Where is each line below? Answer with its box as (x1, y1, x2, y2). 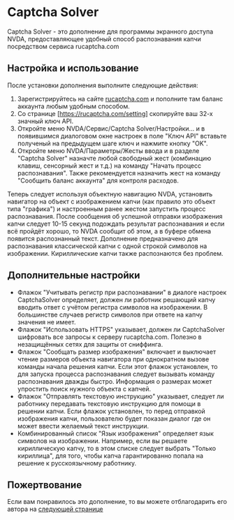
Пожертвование (7, 479, 82, 491)
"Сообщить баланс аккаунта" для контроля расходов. (17, 176, 180, 185)
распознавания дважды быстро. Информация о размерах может (17, 377, 212, 385)
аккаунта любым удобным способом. (17, 102, 131, 110)
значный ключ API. (17, 117, 74, 125)
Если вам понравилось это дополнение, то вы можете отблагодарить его (7, 498, 227, 506)
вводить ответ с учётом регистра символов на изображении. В (17, 303, 208, 311)
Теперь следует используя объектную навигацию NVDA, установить (7, 189, 213, 198)
